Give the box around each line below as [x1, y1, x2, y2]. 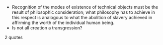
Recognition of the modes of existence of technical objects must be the [11, 4, 159, 10]
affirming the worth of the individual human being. [11, 20, 115, 25]
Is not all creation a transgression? [11, 25, 82, 31]
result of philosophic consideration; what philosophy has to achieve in [11, 9, 155, 15]
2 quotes [4, 34, 23, 40]
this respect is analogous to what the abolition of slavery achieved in [11, 15, 153, 20]
